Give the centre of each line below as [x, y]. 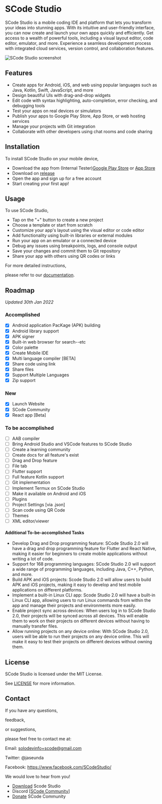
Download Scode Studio [36, 786]
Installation [22, 147]
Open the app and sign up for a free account [57, 178]
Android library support [36, 331]
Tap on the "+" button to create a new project [58, 220]
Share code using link [34, 364]
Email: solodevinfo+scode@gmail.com [43, 748]
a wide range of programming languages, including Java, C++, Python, [83, 569]
